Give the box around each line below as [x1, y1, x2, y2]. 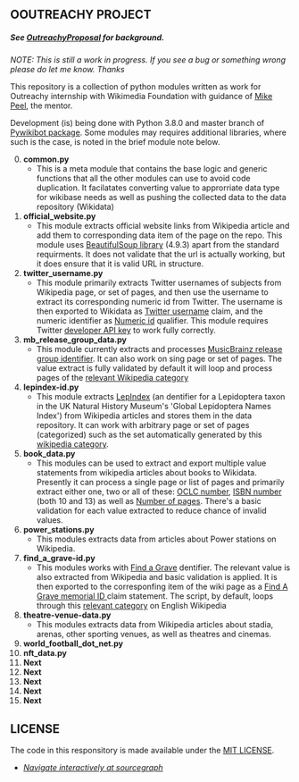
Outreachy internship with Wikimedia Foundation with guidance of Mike [10, 91, 273, 102]
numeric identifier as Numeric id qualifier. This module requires [36, 315, 269, 326]
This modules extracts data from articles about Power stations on [36, 534, 277, 544]
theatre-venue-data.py [22, 610, 112, 620]
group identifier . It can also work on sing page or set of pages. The [36, 353, 283, 365]
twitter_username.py [22, 268, 104, 279]
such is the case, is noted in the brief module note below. [10, 137, 220, 147]
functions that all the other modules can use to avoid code [36, 173, 251, 184]
